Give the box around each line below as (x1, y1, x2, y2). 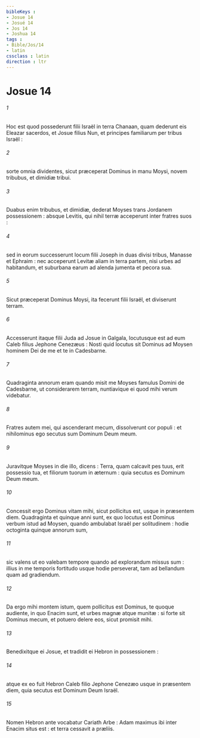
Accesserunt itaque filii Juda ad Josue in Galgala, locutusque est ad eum (6, 334, 186, 341)
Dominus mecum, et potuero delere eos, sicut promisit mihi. (6, 616, 153, 623)
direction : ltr (6, 58, 47, 64)
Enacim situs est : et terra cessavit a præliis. (6, 725, 115, 732)
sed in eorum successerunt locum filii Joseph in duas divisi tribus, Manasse (6, 251, 192, 258)
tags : (6, 36, 23, 42)
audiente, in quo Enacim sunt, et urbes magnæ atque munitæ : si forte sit (6, 610, 185, 617)
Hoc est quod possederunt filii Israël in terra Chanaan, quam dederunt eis (6, 123, 187, 130)
